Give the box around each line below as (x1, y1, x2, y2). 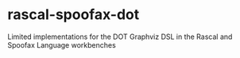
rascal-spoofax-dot (7, 6, 140, 24)
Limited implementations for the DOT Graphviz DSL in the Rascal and (7, 32, 233, 41)
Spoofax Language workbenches (7, 40, 116, 49)
